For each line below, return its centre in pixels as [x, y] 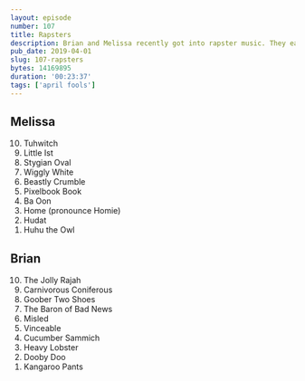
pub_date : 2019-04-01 [51, 52]
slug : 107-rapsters [47, 60]
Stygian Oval [47, 163]
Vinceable [42, 329]
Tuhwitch [40, 143]
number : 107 [33, 26]
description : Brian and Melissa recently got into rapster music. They [148, 43]
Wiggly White [48, 172]
